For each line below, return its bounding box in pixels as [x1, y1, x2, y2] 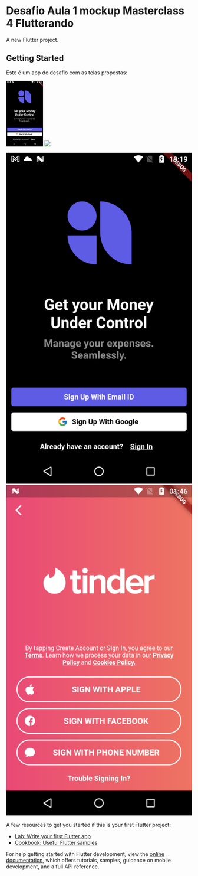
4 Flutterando [6, 17, 74, 30]
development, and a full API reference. [6, 863, 100, 870]
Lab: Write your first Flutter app [14, 833, 91, 840]
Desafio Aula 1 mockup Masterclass [6, 4, 184, 18]
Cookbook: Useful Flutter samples [14, 839, 98, 846]
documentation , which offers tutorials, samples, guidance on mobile [6, 857, 171, 864]
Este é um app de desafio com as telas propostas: [6, 69, 128, 76]
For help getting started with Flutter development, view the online [6, 851, 165, 858]
